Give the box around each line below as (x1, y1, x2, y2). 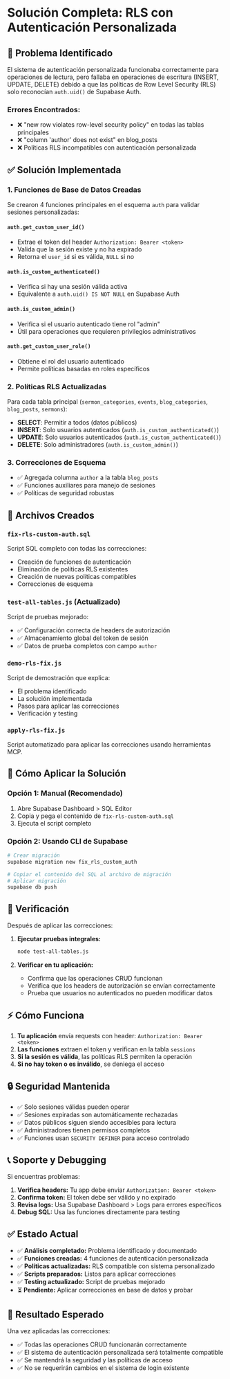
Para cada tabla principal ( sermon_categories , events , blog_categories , (7, 398, 209, 406)
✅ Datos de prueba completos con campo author (17, 642, 157, 650)
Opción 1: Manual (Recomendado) (7, 788, 123, 798)
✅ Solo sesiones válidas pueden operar (17, 1103, 130, 1111)
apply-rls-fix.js (7, 726, 66, 734)
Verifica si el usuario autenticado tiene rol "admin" (17, 320, 160, 328)
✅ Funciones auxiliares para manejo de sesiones (17, 481, 155, 490)
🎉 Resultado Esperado (7, 1308, 104, 1320)
